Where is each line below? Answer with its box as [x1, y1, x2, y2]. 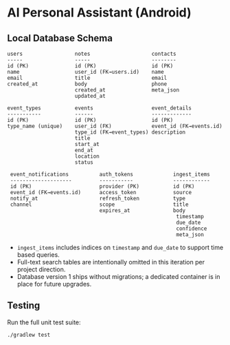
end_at [74, 147, 94, 154]
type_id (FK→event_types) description [74, 129, 186, 136]
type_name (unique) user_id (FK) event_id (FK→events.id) [7, 123, 223, 129]
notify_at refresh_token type [10, 195, 186, 202]
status [74, 159, 94, 166]
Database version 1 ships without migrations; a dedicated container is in [16, 273, 220, 280]
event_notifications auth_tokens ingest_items [10, 171, 211, 178]
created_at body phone [7, 81, 168, 87]
